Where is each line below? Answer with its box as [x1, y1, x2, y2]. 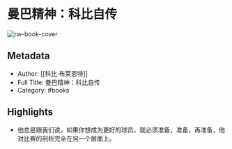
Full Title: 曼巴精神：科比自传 [17, 78, 101, 86]
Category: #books [17, 86, 70, 94]
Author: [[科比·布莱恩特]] [17, 69, 88, 77]
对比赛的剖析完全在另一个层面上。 [17, 134, 116, 143]
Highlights [7, 106, 54, 118]
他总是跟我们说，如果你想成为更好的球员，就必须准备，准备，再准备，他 [17, 125, 225, 134]
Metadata [7, 50, 50, 62]
